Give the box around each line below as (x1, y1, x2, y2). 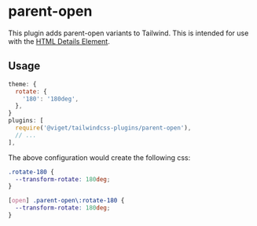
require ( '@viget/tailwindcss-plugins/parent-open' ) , (15, 124, 192, 132)
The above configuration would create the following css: (8, 152, 191, 162)
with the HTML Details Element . (8, 36, 110, 46)
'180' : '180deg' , (22, 95, 79, 103)
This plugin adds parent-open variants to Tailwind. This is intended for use (8, 28, 249, 38)
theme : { (8, 80, 37, 88)
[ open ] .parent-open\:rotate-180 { (8, 197, 125, 205)
